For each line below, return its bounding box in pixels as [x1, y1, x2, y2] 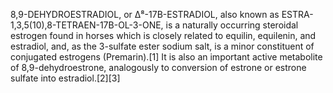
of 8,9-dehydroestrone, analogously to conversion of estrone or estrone [10, 62, 307, 73]
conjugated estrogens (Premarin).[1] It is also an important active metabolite [10, 51, 323, 63]
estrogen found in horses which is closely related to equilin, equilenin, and [10, 30, 317, 41]
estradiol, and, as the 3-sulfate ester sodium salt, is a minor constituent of [10, 40, 315, 52]
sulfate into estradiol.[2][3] [10, 72, 121, 84]
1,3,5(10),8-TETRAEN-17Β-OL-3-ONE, [10, 19, 164, 31]
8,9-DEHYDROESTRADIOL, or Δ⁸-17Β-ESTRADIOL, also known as [10, 9, 280, 20]
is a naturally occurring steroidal [165, 19, 299, 31]
